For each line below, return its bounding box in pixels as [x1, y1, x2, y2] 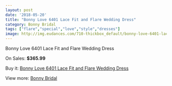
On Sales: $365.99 [5, 55, 46, 61]
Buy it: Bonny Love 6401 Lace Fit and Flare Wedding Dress [5, 65, 129, 71]
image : [5, 31, 19, 36]
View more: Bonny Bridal [5, 75, 57, 81]
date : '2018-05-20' [5, 12, 47, 17]
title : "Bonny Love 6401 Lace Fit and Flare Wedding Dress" [5, 17, 137, 22]
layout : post [5, 7, 33, 13]
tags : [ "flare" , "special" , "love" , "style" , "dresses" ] [5, 27, 120, 32]
